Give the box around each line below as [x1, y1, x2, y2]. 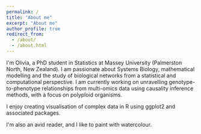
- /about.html [11, 43, 47, 49]
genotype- [169, 78, 196, 85]
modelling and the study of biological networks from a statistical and [6, 72, 176, 79]
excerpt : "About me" [6, 20, 58, 26]
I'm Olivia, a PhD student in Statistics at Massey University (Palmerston [6, 59, 182, 66]
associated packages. [6, 109, 61, 116]
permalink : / [6, 8, 39, 15]
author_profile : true [6, 25, 61, 32]
